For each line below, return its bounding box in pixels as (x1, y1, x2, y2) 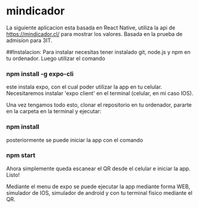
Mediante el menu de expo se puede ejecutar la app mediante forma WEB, (6, 183, 191, 190)
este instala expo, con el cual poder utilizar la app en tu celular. (6, 83, 162, 91)
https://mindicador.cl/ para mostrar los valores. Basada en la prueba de (6, 30, 183, 37)
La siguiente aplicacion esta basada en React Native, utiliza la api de (6, 24, 176, 31)
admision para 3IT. (6, 37, 53, 44)
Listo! (6, 171, 20, 178)
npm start (6, 151, 36, 159)
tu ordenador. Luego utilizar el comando (6, 55, 105, 62)
